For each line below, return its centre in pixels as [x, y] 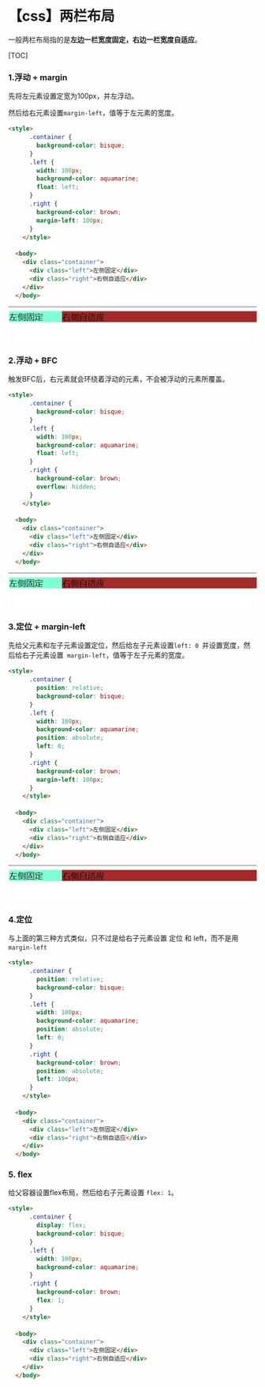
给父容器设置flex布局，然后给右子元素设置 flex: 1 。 [93, 1193]
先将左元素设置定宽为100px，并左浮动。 [73, 96]
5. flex [21, 1174]
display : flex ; [62, 1226]
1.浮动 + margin [38, 77]
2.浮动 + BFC [33, 360]
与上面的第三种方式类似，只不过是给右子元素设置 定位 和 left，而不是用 [123, 938]
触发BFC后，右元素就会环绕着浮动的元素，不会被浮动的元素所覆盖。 [119, 379]
